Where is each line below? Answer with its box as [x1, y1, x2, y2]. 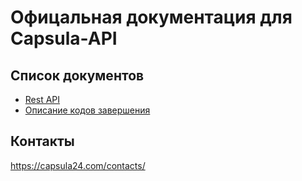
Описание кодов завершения [24, 104, 151, 116]
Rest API [24, 94, 61, 105]
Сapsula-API [10, 27, 118, 50]
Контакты [10, 133, 75, 150]
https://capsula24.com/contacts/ [10, 159, 146, 171]
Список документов [10, 67, 145, 84]
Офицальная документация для [10, 6, 293, 29]
